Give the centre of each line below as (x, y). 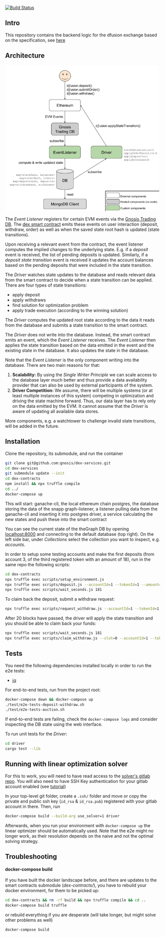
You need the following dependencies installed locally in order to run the (78, 665)
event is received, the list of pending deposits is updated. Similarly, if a (77, 255)
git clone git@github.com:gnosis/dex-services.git (58, 463)
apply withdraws (29, 300)
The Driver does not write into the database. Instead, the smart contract (78, 334)
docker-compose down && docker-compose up (49, 699)
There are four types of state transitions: (46, 285)
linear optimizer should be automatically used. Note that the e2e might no (79, 831)
